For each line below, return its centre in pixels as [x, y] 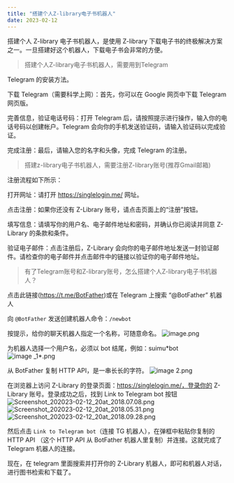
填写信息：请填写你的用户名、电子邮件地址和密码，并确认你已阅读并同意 [111, 224]
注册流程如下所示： [35, 179]
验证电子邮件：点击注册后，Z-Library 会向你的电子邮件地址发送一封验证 [110, 248]
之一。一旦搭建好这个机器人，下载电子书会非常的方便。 [87, 50]
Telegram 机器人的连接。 [43, 448]
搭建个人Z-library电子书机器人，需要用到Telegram [96, 64]
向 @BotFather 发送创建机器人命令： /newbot [69, 318]
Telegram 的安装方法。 [40, 79]
